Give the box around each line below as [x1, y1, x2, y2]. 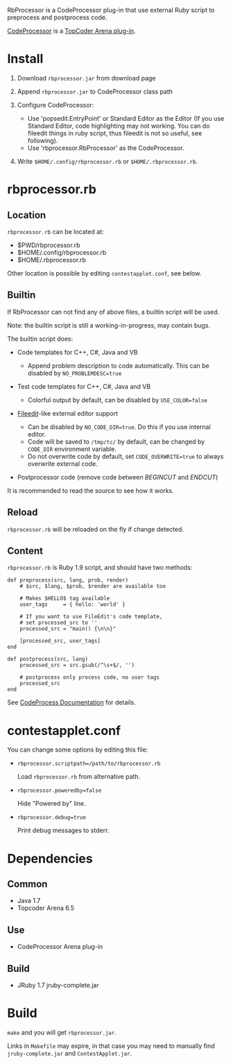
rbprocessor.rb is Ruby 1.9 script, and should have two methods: [7, 564, 193, 572]
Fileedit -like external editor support [17, 409, 118, 417]
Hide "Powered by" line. [17, 800, 86, 808]
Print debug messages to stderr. [17, 826, 110, 835]
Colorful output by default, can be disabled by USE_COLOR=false [27, 396, 208, 404]
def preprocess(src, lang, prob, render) [7, 577, 129, 584]
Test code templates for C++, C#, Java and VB [17, 382, 151, 391]
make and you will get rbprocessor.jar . [7, 1028, 117, 1036]
